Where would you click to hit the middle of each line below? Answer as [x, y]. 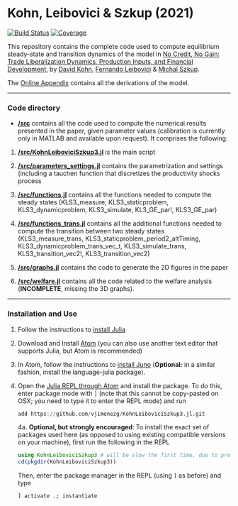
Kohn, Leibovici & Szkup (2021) [101, 13]
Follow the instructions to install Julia [72, 329]
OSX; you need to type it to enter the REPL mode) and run [102, 401]
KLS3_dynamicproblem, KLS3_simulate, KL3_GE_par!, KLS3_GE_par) [117, 210]
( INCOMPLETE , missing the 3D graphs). [76, 289]
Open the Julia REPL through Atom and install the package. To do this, [120, 385]
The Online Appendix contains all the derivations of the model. [98, 82]
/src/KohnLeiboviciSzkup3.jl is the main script [86, 152]
